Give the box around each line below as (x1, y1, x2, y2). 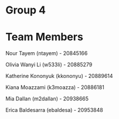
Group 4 (5, 4, 46, 17)
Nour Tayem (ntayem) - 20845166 (5, 50, 88, 57)
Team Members (5, 30, 83, 44)
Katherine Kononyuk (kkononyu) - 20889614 (5, 73, 113, 80)
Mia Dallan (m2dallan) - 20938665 (5, 95, 89, 103)
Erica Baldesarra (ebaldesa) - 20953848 (5, 107, 103, 114)
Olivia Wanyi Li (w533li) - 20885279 (5, 61, 93, 68)
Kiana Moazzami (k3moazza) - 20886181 (5, 84, 105, 91)
